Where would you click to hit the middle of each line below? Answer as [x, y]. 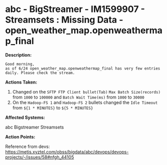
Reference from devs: [28, 146]
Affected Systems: [25, 117]
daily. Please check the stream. [40, 73]
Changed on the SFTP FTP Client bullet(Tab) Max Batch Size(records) [87, 91]
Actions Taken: [21, 82]
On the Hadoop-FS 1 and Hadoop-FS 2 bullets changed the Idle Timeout [85, 102]
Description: [18, 55]
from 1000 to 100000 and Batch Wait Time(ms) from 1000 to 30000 [78, 97]
